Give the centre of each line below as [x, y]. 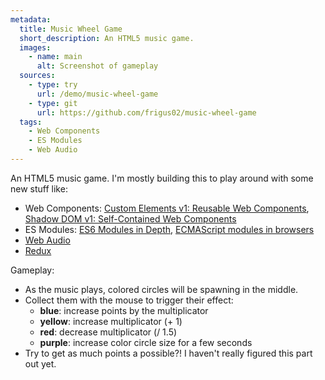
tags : [31, 122]
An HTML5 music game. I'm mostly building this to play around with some [162, 178]
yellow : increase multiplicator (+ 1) [111, 321]
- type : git [53, 103]
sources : [37, 76]
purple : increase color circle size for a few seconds [146, 342]
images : [35, 47]
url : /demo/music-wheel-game [97, 94]
